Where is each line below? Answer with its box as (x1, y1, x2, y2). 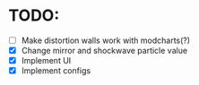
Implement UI (21, 55, 72, 66)
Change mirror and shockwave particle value (21, 46, 188, 55)
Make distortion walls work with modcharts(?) (21, 35, 190, 46)
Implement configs (21, 65, 91, 76)
